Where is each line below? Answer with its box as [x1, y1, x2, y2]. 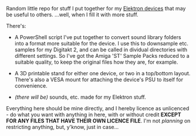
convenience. [14, 82, 48, 89]
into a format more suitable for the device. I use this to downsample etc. [14, 40, 189, 47]
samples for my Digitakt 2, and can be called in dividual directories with [14, 46, 188, 53]
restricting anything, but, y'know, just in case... [6, 124, 119, 130]
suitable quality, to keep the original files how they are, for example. [14, 58, 178, 65]
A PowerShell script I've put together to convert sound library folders [14, 34, 181, 40]
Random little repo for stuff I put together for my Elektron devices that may [6, 5, 186, 12]
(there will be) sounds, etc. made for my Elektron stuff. [14, 93, 147, 100]
